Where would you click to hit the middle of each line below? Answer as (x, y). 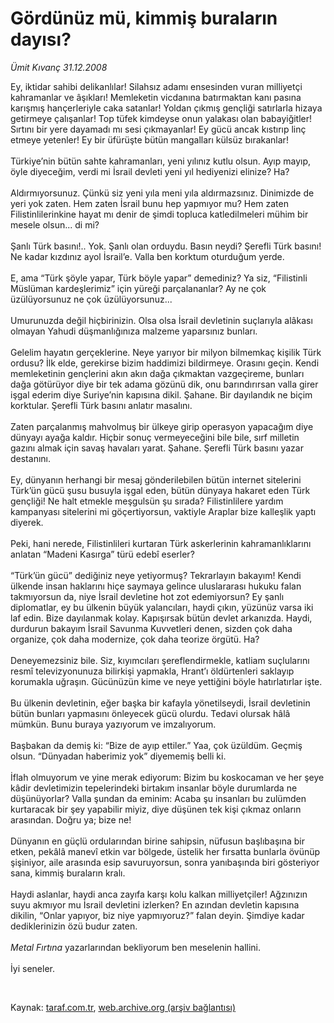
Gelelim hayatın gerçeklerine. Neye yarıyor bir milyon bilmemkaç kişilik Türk (166, 352)
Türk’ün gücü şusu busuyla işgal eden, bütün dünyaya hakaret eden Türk (160, 490)
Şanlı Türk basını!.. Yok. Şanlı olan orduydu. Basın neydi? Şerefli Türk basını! (166, 246)
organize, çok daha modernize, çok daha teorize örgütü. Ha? (135, 639)
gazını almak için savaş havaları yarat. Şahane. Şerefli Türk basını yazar (157, 448)
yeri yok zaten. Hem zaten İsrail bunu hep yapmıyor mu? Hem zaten (149, 203)
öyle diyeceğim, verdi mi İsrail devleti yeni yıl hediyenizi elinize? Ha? (150, 171)
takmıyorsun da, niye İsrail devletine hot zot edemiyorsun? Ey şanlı (147, 596)
